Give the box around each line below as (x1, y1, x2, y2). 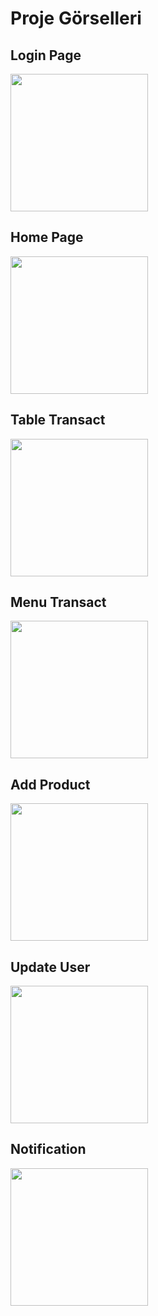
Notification (10, 1141, 87, 1158)
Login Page (10, 47, 82, 64)
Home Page (10, 229, 84, 246)
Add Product (10, 776, 91, 793)
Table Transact (10, 412, 106, 429)
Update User (10, 958, 91, 976)
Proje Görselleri (10, 7, 142, 30)
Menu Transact (10, 594, 107, 611)
